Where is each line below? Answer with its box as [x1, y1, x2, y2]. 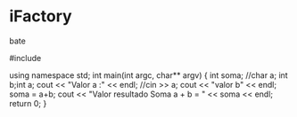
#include [9, 52, 42, 63]
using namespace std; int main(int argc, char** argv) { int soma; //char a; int [9, 69, 288, 81]
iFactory [9, 6, 73, 27]
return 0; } [9, 97, 47, 108]
